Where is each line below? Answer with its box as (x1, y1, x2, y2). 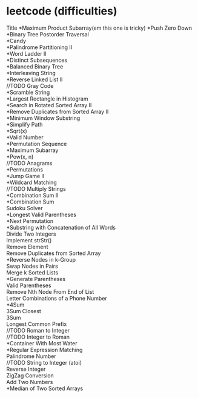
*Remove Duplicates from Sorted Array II (6, 108, 109, 115)
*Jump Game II (6, 172, 45, 179)
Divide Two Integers (6, 230, 56, 237)
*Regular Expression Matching (6, 346, 83, 353)
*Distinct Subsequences (6, 56, 68, 64)
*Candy (6, 37, 26, 44)
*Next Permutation (6, 217, 54, 225)
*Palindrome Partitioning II (6, 44, 73, 51)
